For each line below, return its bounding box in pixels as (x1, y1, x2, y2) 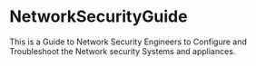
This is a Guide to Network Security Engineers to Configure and (9, 36, 247, 47)
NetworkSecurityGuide (9, 6, 188, 27)
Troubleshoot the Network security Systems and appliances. (9, 45, 236, 56)
